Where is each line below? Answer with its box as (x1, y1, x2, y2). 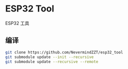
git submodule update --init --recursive (5, 54, 94, 59)
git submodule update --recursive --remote (5, 59, 99, 64)
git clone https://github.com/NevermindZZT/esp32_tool (5, 49, 123, 55)
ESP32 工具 (5, 20, 29, 26)
